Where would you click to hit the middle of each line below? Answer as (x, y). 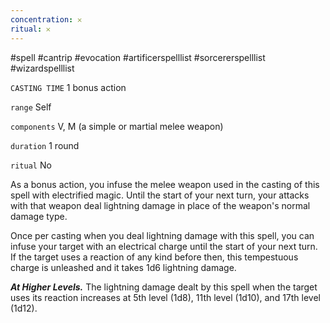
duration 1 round (45, 145)
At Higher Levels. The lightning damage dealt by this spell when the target (164, 287)
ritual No (31, 165)
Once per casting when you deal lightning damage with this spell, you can (162, 235)
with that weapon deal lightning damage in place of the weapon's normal (160, 205)
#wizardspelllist (42, 68)
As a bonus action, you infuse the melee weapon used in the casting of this (165, 184)
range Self (31, 107)
